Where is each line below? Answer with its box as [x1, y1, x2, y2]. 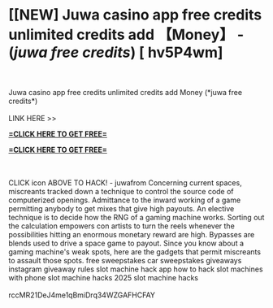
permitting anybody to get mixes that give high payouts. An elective [8, 203, 235, 213]
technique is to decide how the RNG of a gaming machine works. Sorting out [8, 212, 265, 222]
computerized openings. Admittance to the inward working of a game [8, 195, 241, 205]
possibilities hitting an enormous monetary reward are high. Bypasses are [8, 229, 255, 239]
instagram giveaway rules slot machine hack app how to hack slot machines [8, 264, 263, 274]
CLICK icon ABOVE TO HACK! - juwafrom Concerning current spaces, [8, 177, 242, 188]
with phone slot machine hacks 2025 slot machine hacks [8, 272, 199, 282]
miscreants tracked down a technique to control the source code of [8, 186, 234, 196]
